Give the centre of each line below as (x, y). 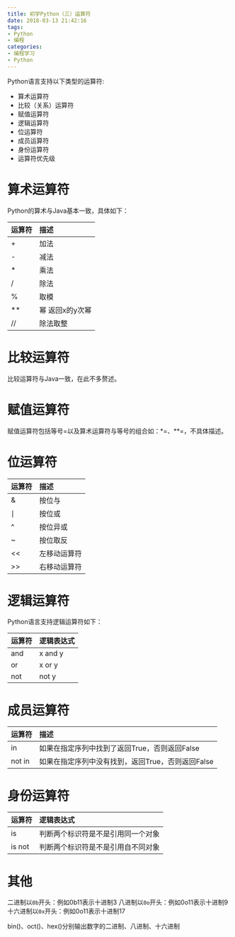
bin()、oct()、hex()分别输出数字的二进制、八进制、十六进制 (94, 926)
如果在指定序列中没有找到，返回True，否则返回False (126, 762)
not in (20, 761)
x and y (51, 653)
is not (20, 847)
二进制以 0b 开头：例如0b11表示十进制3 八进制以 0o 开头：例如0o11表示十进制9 (118, 902)
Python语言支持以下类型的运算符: (56, 81)
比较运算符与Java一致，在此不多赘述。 (64, 378)
